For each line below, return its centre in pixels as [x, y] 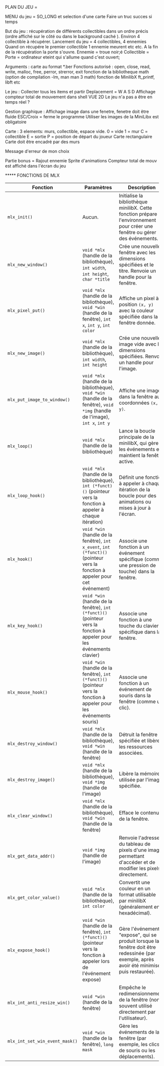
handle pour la [135, 277]
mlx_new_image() [26, 353]
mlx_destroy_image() [31, 780]
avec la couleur [136, 311]
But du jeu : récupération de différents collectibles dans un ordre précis [77, 31]
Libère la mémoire [139, 773]
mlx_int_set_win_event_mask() [43, 1041]
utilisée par [132, 780]
